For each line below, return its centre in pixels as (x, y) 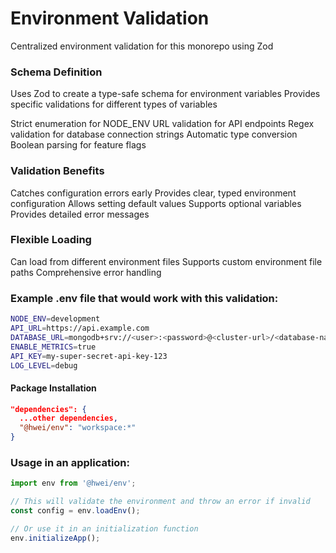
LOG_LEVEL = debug (44, 365)
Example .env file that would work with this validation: (144, 298)
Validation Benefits (57, 171)
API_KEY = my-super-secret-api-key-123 (89, 356)
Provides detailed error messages (80, 214)
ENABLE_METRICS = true (53, 347)
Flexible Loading (51, 240)
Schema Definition (56, 72)
